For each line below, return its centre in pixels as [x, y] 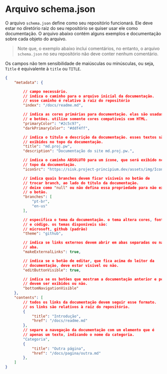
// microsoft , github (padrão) [55, 229]
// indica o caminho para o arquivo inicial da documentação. [89, 96]
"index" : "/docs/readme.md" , [53, 106]
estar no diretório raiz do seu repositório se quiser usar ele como [72, 28]
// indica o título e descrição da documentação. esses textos [90, 137]
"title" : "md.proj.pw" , [47, 146]
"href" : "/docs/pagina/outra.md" [66, 353]
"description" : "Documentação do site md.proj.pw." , [79, 151]
